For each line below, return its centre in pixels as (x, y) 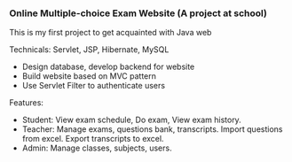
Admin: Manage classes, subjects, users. (97, 148)
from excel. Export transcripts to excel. (93, 139)
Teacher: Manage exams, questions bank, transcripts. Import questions (152, 129)
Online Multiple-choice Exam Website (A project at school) (138, 13)
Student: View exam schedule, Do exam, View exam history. (131, 120)
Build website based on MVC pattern (89, 76)
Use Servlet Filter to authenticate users (94, 86)
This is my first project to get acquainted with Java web (110, 33)
